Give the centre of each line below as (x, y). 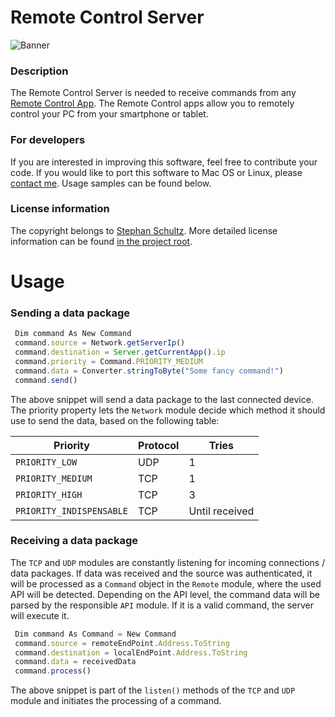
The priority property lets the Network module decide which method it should (168, 410)
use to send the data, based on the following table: (115, 420)
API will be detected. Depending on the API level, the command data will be (165, 594)
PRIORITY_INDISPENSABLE (72, 510)
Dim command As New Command (73, 334)
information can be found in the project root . (101, 241)
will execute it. (40, 615)
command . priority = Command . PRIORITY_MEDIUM (108, 361)
